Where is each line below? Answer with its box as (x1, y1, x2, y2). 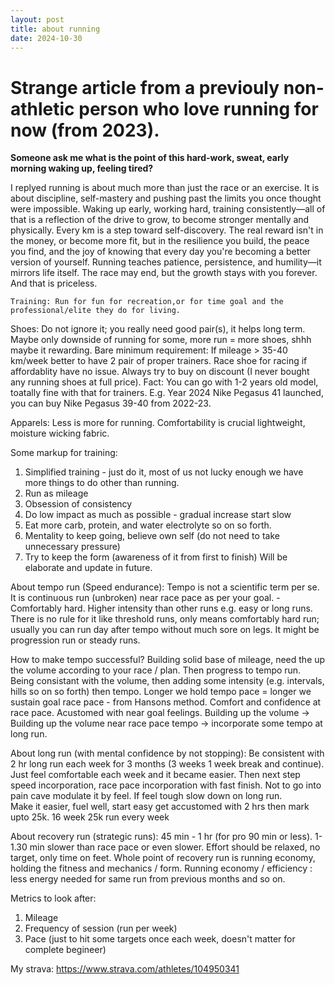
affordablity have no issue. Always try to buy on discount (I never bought (10, 366, 310, 378)
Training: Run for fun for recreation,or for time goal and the (10, 297, 284, 307)
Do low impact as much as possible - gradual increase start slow (24, 509, 292, 521)
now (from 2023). (10, 119, 160, 141)
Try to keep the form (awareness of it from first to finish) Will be (24, 551, 288, 563)
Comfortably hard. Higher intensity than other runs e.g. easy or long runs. (10, 602, 313, 615)
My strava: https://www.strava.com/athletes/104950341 (10, 963, 240, 975)
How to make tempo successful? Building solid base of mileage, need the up (10, 654, 326, 666)
